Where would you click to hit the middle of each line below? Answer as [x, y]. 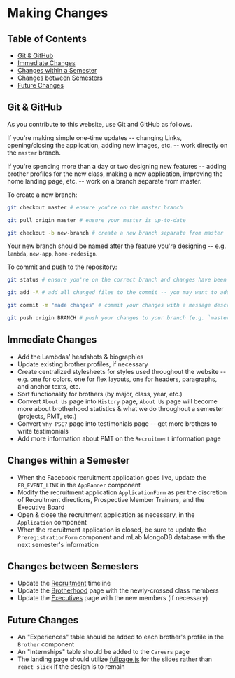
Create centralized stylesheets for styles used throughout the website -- [121, 371]
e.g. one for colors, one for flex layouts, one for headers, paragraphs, [117, 379]
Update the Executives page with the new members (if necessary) [113, 598]
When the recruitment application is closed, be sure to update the [112, 530]
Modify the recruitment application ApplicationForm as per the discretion [122, 492]
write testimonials [43, 431]
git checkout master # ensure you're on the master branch [95, 207]
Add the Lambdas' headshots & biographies [80, 357]
